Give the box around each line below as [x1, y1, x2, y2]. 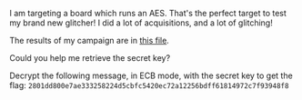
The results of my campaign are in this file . [9, 35, 170, 45]
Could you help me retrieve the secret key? [9, 53, 171, 63]
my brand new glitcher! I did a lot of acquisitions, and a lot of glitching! [9, 17, 273, 28]
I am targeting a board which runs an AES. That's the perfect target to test [9, 8, 287, 18]
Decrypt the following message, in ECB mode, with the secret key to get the [9, 70, 293, 81]
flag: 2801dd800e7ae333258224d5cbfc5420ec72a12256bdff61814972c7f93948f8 [9, 80, 289, 90]
